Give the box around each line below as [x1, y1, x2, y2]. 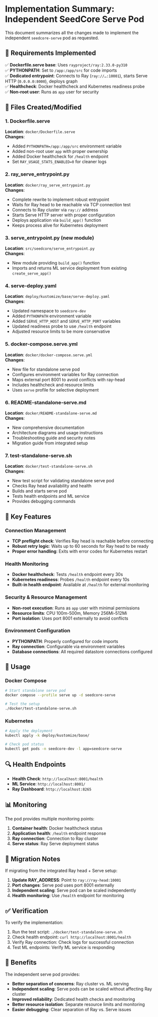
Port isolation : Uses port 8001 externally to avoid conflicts [12, 615, 129, 621]
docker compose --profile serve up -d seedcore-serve [5, 693, 116, 698]
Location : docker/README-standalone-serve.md [5, 410, 97, 416]
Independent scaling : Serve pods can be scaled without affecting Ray [12, 986, 152, 992]
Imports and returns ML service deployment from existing [12, 265, 127, 271]
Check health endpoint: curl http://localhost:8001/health [12, 934, 131, 940]
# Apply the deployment [5, 729, 53, 734]
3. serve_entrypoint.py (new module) [5, 234, 94, 241]
